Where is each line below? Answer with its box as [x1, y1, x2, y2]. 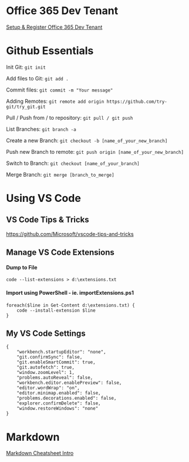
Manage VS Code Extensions [6, 248, 114, 258]
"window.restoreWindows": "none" [16, 406, 99, 412]
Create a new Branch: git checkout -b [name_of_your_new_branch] [6, 137, 168, 144]
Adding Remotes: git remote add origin [6, 97, 104, 104]
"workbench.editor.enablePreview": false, [16, 380, 122, 386]
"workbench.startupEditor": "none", [16, 349, 107, 355]
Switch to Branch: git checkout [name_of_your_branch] [6, 160, 140, 167]
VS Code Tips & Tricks [6, 215, 89, 225]
